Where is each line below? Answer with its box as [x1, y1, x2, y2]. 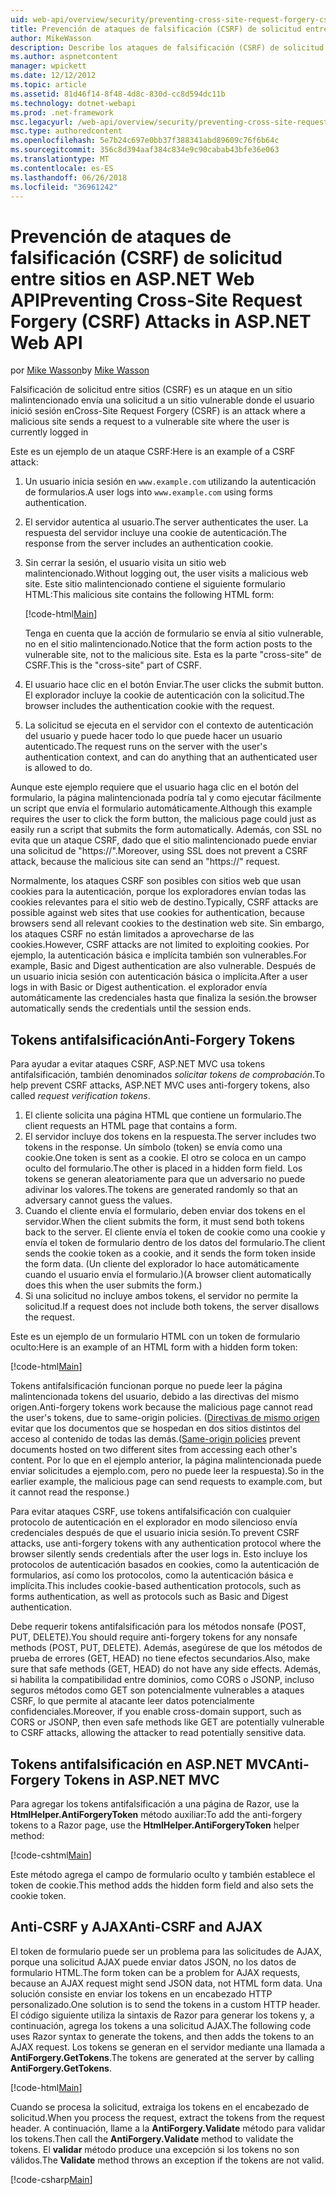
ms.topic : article [10, 80, 87, 90]
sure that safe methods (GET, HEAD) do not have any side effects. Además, [10, 1663, 322, 1675]
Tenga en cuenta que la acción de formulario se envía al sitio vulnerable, [24, 627, 324, 640]
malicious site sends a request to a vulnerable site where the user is [10, 416, 290, 428]
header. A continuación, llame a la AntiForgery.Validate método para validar [10, 2122, 326, 2134]
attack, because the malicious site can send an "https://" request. [10, 856, 281, 868]
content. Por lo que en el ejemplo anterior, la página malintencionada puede [10, 1454, 322, 1466]
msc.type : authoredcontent [10, 126, 123, 136]
